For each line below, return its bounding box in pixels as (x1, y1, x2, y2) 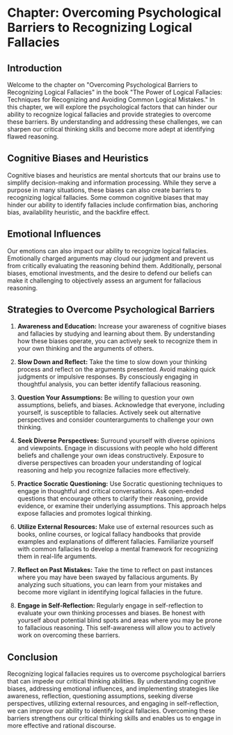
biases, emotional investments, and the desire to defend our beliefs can (7, 269, 212, 277)
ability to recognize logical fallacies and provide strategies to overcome (7, 110, 211, 118)
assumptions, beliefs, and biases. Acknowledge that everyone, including (17, 401, 225, 409)
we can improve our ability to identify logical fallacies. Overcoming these (7, 706, 216, 715)
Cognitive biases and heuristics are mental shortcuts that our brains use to (7, 171, 221, 179)
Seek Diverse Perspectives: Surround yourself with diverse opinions (17, 436, 216, 445)
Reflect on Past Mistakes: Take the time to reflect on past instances (17, 566, 214, 574)
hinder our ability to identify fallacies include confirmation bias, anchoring (7, 200, 218, 209)
